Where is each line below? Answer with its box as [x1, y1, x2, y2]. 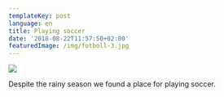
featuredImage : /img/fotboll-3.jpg [8, 42, 130, 50]
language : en [8, 19, 53, 27]
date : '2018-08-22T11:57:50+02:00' [8, 34, 130, 43]
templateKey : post [8, 11, 71, 20]
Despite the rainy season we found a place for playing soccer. [8, 79, 216, 89]
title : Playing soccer [8, 27, 86, 35]
